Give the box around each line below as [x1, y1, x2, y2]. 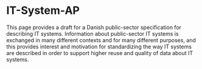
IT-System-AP [6, 4, 80, 18]
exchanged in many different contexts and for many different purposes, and [6, 36, 197, 44]
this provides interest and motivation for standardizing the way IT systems [6, 43, 192, 50]
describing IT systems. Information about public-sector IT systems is [6, 30, 179, 37]
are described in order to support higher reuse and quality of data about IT [6, 49, 193, 56]
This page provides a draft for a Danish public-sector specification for [6, 24, 181, 31]
